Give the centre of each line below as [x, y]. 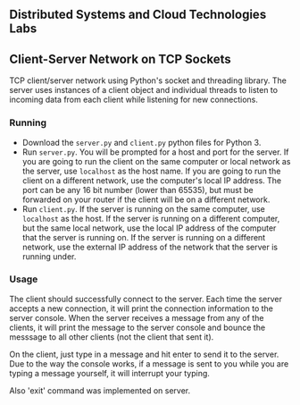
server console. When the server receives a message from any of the [137, 317]
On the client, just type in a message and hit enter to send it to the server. [144, 354]
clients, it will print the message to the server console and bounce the [137, 327]
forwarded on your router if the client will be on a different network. [146, 199]
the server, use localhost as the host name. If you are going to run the [151, 171]
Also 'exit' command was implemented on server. [100, 390]
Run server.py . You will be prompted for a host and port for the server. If [155, 152]
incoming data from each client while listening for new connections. [134, 100]
